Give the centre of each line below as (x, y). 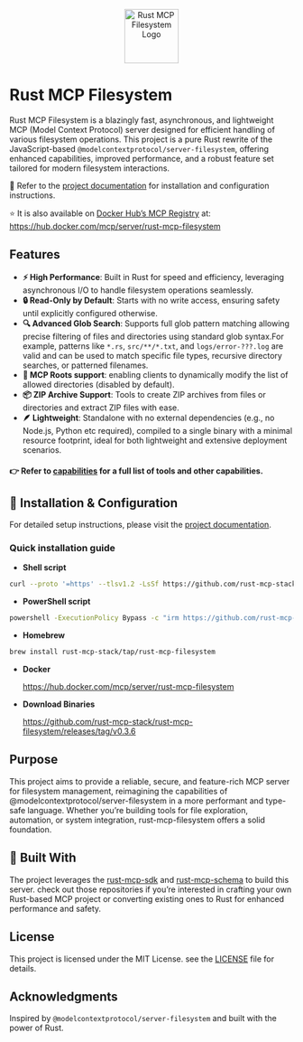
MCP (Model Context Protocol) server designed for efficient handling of (142, 129)
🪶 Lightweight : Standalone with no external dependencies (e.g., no (148, 418)
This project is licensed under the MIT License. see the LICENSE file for (142, 959)
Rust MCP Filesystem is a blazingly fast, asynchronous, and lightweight (142, 120)
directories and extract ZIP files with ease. (101, 408)
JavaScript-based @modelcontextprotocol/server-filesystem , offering (139, 148)
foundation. (31, 829)
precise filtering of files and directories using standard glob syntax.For (153, 336)
